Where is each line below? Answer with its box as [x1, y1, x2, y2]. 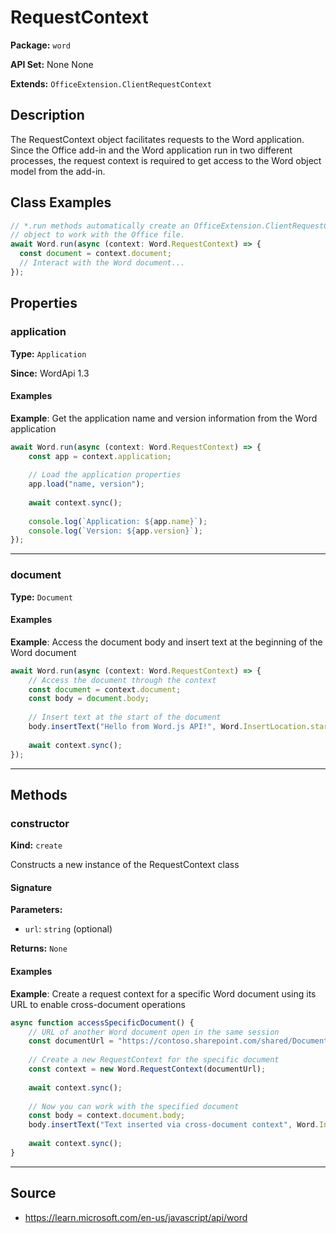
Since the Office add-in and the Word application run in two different [10, 144, 293, 156]
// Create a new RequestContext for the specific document [28, 1055, 280, 1065]
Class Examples [10, 194, 112, 211]
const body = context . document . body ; [28, 1111, 186, 1121]
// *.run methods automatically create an [10, 221, 190, 231]
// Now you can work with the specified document [28, 1101, 240, 1111]
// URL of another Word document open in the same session [28, 1027, 280, 1037]
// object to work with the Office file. [10, 230, 186, 240]
